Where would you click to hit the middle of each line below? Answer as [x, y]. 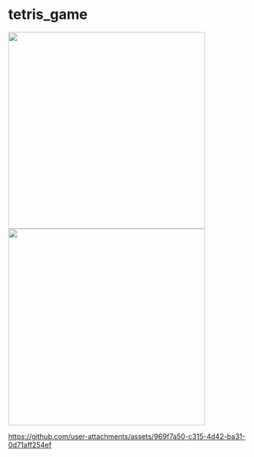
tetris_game [48, 15]
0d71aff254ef [30, 444]
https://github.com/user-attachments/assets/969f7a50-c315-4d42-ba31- [127, 436]
